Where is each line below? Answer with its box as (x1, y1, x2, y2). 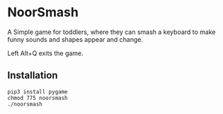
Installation (7, 69, 58, 81)
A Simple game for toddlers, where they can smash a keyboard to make (7, 28, 216, 36)
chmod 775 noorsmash (7, 94, 69, 101)
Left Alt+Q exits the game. (7, 49, 84, 57)
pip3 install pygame (7, 88, 69, 96)
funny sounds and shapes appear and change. (7, 35, 144, 43)
